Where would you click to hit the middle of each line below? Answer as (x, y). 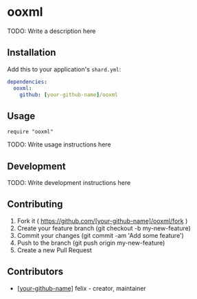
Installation (32, 53)
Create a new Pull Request (55, 250)
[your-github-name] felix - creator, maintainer (81, 288)
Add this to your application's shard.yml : (64, 69)
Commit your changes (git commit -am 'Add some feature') (100, 235)
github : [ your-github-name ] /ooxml (69, 95)
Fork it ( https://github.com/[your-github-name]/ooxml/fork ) (102, 221)
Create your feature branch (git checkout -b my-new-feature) (104, 228)
